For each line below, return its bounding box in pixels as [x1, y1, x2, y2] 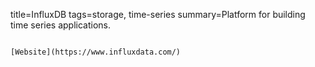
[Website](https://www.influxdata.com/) [10, 47, 182, 57]
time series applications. [10, 19, 112, 31]
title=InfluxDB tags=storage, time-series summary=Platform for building [10, 9, 306, 20]
